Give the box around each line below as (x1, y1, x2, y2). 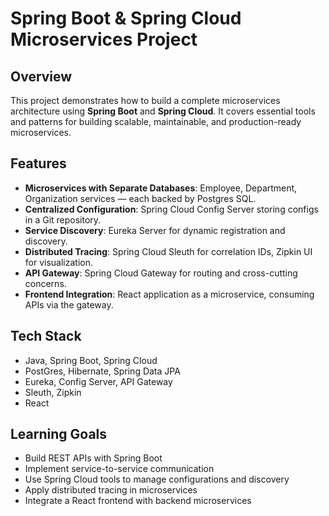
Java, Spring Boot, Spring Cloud (24, 354, 158, 366)
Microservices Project (10, 28, 198, 51)
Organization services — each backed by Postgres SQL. (24, 192, 257, 204)
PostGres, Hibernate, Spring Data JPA (24, 365, 181, 377)
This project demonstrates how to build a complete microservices (10, 95, 281, 106)
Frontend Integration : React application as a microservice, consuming (24, 288, 315, 300)
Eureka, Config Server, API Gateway (24, 375, 173, 387)
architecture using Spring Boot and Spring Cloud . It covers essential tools (10, 105, 316, 117)
